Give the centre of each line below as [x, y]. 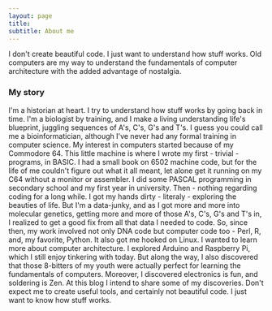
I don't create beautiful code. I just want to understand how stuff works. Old [135, 54]
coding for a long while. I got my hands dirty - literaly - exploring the [123, 197]
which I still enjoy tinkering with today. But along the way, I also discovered [133, 257]
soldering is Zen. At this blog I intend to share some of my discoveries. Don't [136, 283]
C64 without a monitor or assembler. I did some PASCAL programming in [130, 179]
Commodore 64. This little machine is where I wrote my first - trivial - [124, 153]
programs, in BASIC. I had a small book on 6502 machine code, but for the [133, 162]
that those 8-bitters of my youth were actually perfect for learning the [125, 266]
